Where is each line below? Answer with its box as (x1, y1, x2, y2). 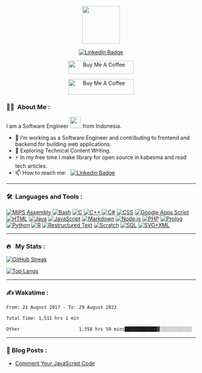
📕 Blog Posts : (6, 346, 47, 354)
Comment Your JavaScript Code (14, 360, 95, 367)
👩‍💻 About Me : (6, 102, 50, 111)
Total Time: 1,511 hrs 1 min (6, 315, 79, 322)
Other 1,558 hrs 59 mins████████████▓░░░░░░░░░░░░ (6, 326, 192, 332)
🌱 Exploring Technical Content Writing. (14, 147, 111, 154)
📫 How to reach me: (14, 169, 67, 177)
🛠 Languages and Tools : (6, 193, 83, 201)
